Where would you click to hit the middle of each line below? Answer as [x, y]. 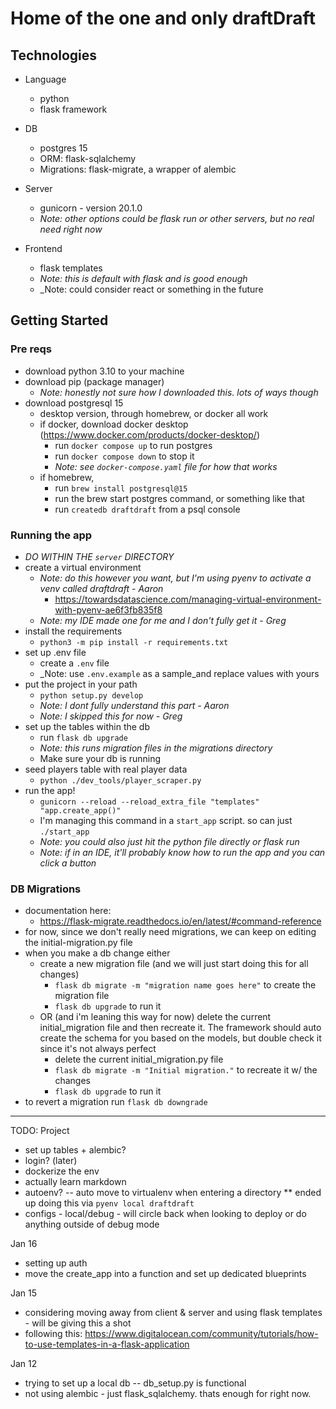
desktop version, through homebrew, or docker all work [154, 413]
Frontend [43, 248]
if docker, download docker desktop [114, 424]
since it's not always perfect [98, 1049]
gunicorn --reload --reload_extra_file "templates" [149, 802]
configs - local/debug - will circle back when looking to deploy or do [165, 1214]
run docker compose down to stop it [124, 456]
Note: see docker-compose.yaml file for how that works [166, 466]
